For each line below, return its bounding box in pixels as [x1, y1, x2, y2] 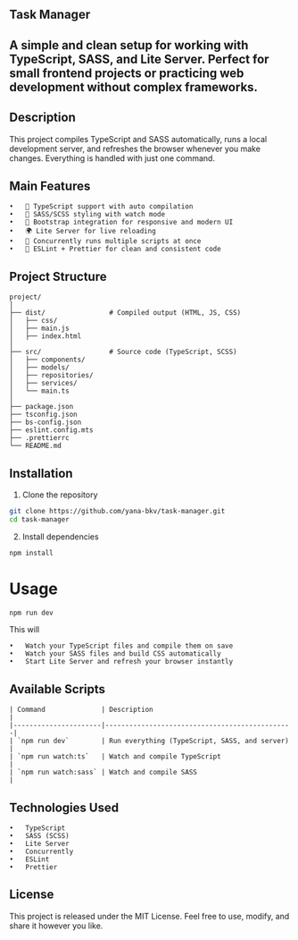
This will [9, 624, 40, 635]
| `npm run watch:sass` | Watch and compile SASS [9, 768, 198, 777]
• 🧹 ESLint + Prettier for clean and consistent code [9, 245, 221, 254]
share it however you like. [9, 920, 103, 931]
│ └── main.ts [9, 386, 70, 396]
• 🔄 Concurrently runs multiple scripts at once [9, 237, 202, 246]
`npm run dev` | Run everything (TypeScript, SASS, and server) [17, 737, 290, 746]
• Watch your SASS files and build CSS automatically [9, 649, 221, 658]
